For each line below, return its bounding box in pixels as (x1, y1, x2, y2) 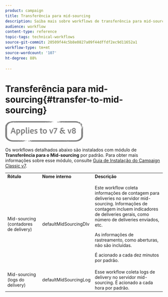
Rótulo (7, 173, 21, 180)
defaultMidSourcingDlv (42, 221, 90, 227)
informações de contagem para (94, 190, 160, 196)
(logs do (7, 277, 24, 283)
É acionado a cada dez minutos (94, 252, 159, 258)
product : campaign (5, 8, 43, 13)
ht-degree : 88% (5, 56, 37, 61)
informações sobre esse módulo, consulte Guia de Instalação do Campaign (5, 158, 160, 164)
